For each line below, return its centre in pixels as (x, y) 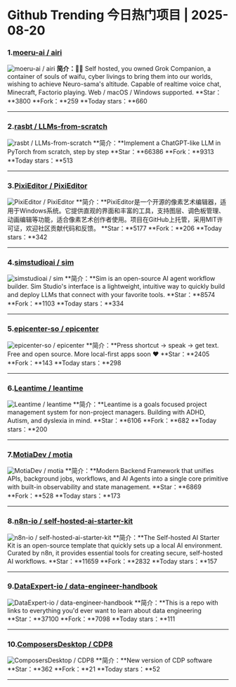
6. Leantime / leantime (45, 388)
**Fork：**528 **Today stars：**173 (64, 496)
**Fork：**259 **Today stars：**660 (90, 101)
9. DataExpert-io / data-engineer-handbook (83, 586)
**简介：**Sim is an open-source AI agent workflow (140, 279)
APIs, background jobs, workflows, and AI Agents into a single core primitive (118, 479)
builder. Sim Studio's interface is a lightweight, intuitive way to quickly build (116, 286)
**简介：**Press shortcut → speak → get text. (152, 345)
